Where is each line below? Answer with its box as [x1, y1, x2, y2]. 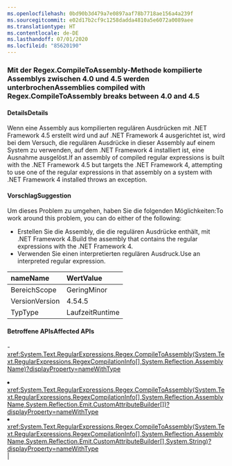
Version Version [10, 296, 60, 306]
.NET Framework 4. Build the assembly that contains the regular [17, 235, 198, 243]
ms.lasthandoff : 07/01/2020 [7, 36, 89, 43]
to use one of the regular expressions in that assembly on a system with [7, 168, 213, 177]
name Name [10, 273, 50, 283]
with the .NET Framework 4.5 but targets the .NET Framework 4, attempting [7, 161, 223, 169]
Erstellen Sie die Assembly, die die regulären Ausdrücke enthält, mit [17, 227, 211, 236]
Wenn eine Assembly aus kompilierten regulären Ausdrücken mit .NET [7, 124, 208, 132]
